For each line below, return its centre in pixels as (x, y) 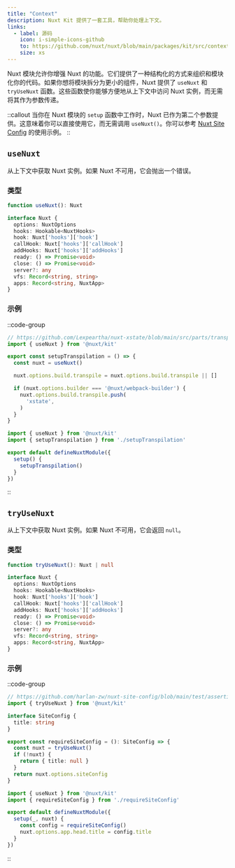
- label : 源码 (33, 33)
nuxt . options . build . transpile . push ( (73, 395)
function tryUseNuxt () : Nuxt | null (60, 565)
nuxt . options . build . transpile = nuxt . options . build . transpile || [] (115, 376)
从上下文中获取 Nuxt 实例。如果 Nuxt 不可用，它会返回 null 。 (96, 530)
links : (17, 27)
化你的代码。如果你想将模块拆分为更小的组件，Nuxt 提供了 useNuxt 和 (107, 82)
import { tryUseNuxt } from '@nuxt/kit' (67, 703)
